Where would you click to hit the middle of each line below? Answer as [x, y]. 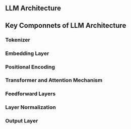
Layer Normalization [31, 107]
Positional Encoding [30, 67]
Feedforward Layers [30, 94]
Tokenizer [18, 40]
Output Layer [22, 121]
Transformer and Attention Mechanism [54, 80]
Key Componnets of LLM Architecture [66, 25]
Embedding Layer [27, 53]
